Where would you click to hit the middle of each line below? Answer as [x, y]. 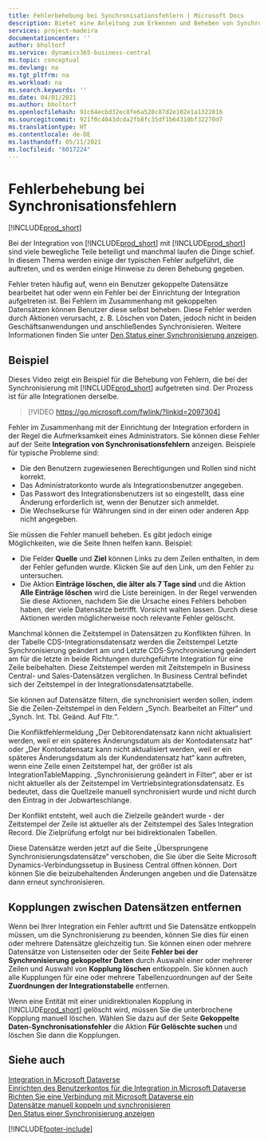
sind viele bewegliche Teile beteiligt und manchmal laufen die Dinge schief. [132, 252]
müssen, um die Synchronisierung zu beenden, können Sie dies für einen [128, 934]
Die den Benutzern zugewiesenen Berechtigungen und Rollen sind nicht [138, 469]
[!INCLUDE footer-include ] [51, 1129]
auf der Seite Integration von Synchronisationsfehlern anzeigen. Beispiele [132, 445]
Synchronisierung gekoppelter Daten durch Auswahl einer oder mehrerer [130, 960]
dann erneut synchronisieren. [57, 882]
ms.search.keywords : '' [48, 90]
